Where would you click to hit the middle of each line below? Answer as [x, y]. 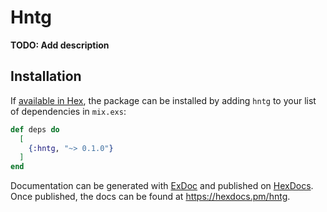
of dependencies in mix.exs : [68, 111]
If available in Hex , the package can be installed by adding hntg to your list [163, 100]
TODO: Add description [60, 45]
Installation [46, 76]
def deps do [35, 129]
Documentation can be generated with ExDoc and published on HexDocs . [162, 186]
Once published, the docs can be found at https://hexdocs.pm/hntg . [150, 197]
